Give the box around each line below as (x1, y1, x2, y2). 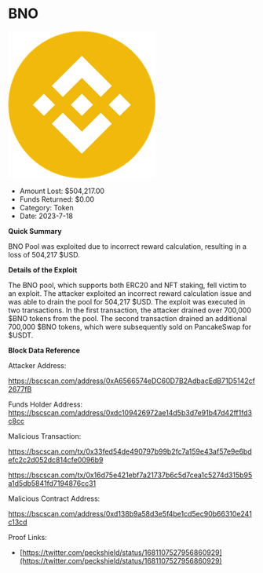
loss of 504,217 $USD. (8, 250, 80, 259)
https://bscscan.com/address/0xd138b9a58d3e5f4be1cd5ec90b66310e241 (8, 509, 253, 518)
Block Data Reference (8, 345, 81, 355)
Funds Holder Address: (8, 400, 83, 409)
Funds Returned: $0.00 (19, 194, 95, 204)
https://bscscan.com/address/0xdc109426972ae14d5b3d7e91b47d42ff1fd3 (8, 407, 253, 417)
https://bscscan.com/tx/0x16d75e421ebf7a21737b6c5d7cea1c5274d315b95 (8, 470, 253, 480)
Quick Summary (8, 226, 62, 235)
